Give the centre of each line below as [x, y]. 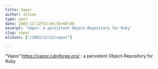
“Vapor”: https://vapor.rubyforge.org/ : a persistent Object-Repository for [79, 56]
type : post [16, 19]
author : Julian [21, 14]
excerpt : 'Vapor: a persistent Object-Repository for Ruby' [69, 28]
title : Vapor [19, 10]
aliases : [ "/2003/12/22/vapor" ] [39, 38]
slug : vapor [17, 33]
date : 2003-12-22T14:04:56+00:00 [40, 24]
